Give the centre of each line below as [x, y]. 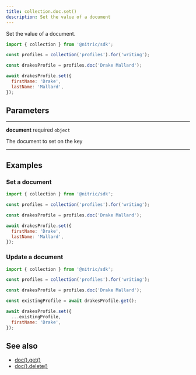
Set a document [29, 182]
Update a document [34, 257]
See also [22, 346]
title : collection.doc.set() [41, 11]
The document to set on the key [44, 142]
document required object [38, 130]
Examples [24, 165]
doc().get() [27, 360]
